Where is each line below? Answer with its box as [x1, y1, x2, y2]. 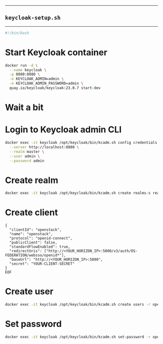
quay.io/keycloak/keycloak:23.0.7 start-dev [9, 86, 101, 90]
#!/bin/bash [5, 30, 29, 35]
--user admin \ [9, 154, 40, 158]
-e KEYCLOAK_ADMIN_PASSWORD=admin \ [9, 81, 83, 86]
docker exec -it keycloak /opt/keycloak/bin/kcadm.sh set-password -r [5, 334, 151, 339]
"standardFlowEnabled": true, [9, 244, 70, 249]
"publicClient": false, [9, 240, 57, 245]
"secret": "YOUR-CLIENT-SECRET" [9, 261, 75, 266]
